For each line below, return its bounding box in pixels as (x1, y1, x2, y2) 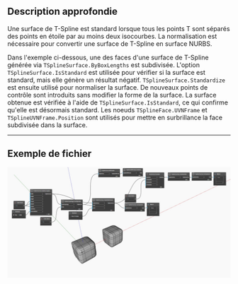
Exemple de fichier (7, 148, 92, 160)
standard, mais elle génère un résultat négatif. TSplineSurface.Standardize (7, 76, 225, 84)
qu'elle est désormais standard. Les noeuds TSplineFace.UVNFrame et (7, 105, 208, 114)
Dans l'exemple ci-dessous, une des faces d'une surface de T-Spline (7, 53, 209, 61)
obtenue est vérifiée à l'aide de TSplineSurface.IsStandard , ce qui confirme (7, 98, 229, 107)
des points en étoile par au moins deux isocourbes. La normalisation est (7, 32, 217, 40)
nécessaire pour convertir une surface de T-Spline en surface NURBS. (7, 39, 212, 48)
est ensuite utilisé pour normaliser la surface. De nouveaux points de (7, 83, 208, 91)
